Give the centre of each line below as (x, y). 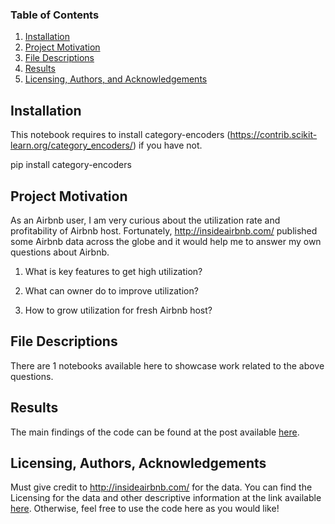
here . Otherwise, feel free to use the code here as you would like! (145, 509)
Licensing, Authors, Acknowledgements (138, 463)
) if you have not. (167, 145)
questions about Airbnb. (60, 252)
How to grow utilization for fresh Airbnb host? (118, 310)
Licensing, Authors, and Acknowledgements (116, 79)
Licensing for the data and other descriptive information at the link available (166, 498)
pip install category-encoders (71, 165)
